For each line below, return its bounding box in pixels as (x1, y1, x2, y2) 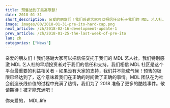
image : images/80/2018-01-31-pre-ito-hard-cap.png (5, 21, 115, 27)
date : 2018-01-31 (5, 12, 42, 17)
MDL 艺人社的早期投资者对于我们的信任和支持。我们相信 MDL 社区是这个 (11, 61, 164, 67)
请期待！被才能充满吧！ (5, 87, 54, 93)
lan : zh (5, 36, 22, 41)
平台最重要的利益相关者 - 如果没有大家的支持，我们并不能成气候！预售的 (5, 67, 157, 74)
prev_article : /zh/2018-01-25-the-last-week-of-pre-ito (5, 31, 126, 36)
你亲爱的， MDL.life (5, 97, 47, 103)
